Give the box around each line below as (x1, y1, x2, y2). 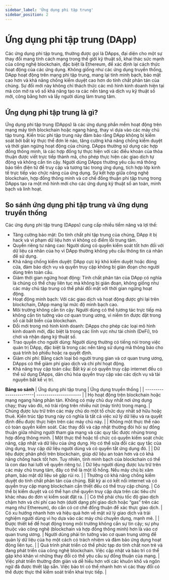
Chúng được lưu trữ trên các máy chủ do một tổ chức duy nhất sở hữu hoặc (5, 408, 162, 414)
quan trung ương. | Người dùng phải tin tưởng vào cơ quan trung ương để (5, 531, 156, 538)
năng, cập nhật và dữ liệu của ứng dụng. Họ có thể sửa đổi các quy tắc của (5, 440, 161, 446)
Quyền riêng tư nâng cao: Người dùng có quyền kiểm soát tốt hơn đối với (12, 243, 164, 249)
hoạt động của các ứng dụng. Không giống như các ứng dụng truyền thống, (5, 67, 163, 73)
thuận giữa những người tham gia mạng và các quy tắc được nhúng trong (5, 429, 157, 436)
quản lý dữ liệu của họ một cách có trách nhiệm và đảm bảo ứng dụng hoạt (5, 537, 161, 543)
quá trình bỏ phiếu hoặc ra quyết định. (12, 350, 92, 356)
